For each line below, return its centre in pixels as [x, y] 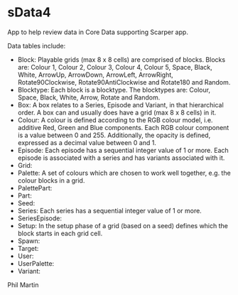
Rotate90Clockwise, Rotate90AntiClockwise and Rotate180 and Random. [124, 82]
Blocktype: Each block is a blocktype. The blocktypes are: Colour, [114, 90]
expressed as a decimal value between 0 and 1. [87, 142]
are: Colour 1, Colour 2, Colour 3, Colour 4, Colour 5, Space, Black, [115, 67]
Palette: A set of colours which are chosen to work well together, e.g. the [124, 173]
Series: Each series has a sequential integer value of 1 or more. [110, 210]
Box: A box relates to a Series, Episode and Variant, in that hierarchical [120, 104]
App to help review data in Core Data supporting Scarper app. [98, 32]
